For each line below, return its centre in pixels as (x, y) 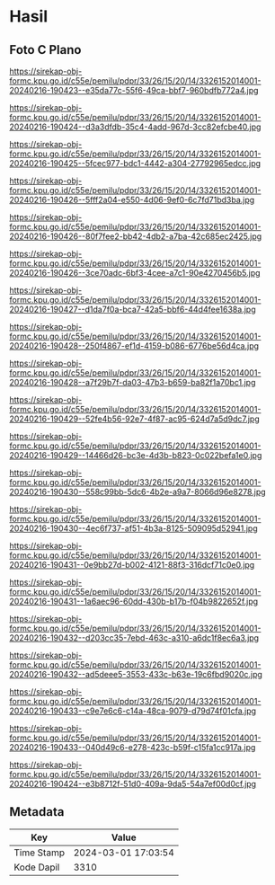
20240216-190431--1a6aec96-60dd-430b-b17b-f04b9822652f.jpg (134, 601)
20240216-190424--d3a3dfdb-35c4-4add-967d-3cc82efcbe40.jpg (135, 127)
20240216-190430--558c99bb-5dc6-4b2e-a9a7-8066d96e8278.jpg (138, 492)
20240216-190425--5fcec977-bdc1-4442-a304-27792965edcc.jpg (135, 163)
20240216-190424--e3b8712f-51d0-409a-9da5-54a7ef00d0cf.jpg (133, 784)
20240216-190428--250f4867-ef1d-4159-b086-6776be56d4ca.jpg (134, 346)
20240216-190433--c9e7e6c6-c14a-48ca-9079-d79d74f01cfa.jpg (133, 711)
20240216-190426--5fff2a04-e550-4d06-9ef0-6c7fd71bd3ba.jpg (132, 200)
